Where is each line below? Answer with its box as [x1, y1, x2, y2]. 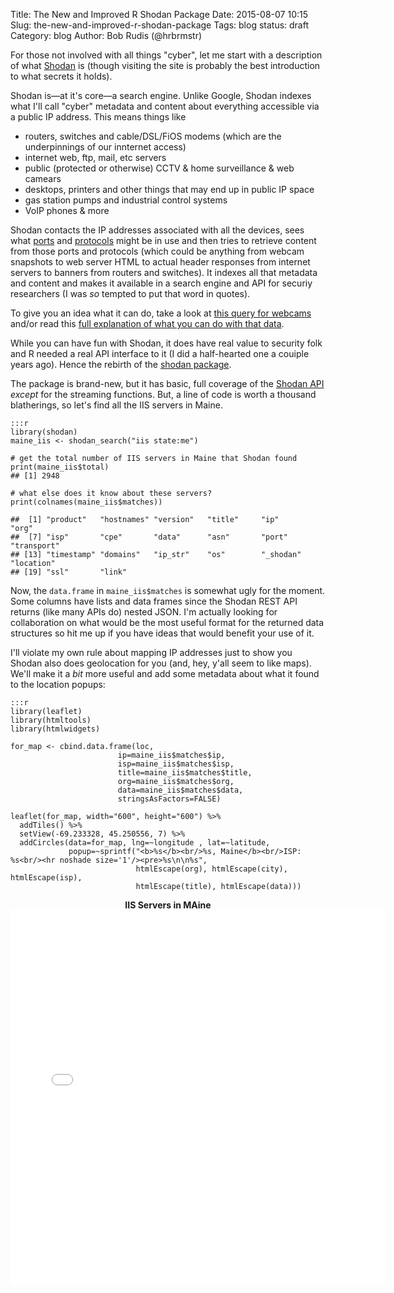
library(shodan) [10, 427, 78, 437]
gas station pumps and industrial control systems [24, 194, 228, 206]
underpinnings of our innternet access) [24, 141, 187, 153]
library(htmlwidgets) [10, 724, 101, 734]
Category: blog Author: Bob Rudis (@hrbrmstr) [10, 30, 203, 41]
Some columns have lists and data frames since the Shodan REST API [10, 595, 298, 607]
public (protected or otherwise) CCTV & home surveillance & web [24, 162, 295, 174]
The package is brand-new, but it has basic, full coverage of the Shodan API [10, 378, 325, 389]
